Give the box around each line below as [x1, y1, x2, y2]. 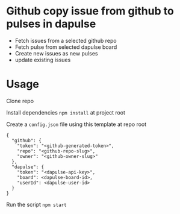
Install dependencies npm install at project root [6, 109, 125, 116]
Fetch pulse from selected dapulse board [14, 43, 117, 51]
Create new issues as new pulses [14, 49, 98, 57]
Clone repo [6, 97, 34, 104]
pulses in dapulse [6, 17, 96, 31]
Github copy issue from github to [6, 4, 175, 18]
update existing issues [14, 56, 71, 63]
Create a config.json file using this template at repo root [6, 121, 147, 128]
